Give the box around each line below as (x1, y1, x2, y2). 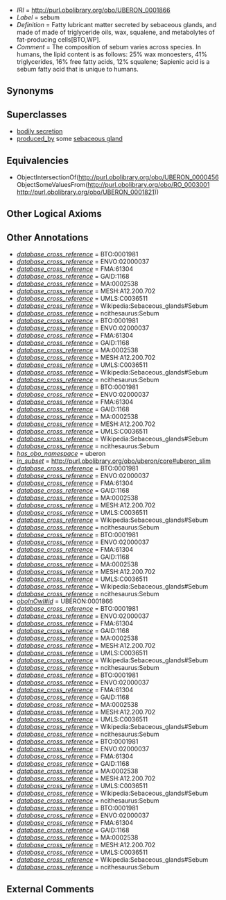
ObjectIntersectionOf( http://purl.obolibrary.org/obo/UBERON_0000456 (16, 173, 219, 181)
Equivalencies (6, 154, 69, 166)
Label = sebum (16, 13, 60, 22)
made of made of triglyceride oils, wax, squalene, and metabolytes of (16, 28, 216, 36)
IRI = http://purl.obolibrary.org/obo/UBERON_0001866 (16, 6, 171, 14)
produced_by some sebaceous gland (16, 135, 123, 143)
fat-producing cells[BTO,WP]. (16, 35, 101, 44)
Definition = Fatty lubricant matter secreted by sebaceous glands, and (16, 21, 217, 28)
